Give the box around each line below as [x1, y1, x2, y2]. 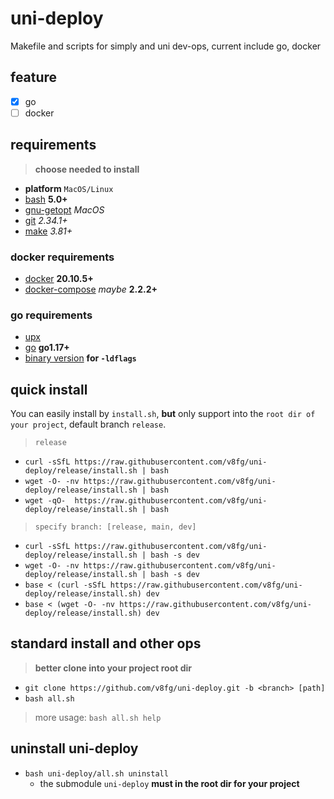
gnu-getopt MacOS [24, 203, 105, 216]
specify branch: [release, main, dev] [34, 522, 197, 532]
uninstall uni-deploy [10, 740, 139, 757]
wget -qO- [24, 496, 67, 506]
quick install [10, 381, 88, 398]
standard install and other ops [10, 635, 202, 652]
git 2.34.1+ [24, 214, 68, 226]
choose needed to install [34, 163, 140, 175]
